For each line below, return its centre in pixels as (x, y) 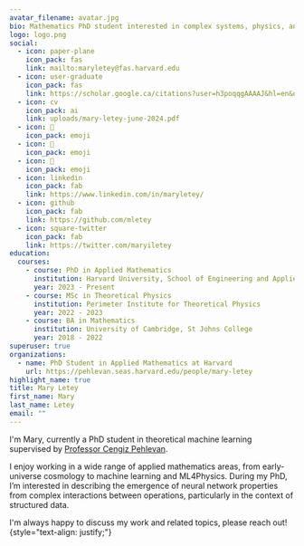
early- (273, 466)
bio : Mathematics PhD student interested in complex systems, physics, (147, 26)
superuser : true (40, 346)
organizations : (38, 354)
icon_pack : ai (52, 110)
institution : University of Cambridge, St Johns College (143, 330)
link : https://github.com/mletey (89, 220)
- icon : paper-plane (56, 52)
